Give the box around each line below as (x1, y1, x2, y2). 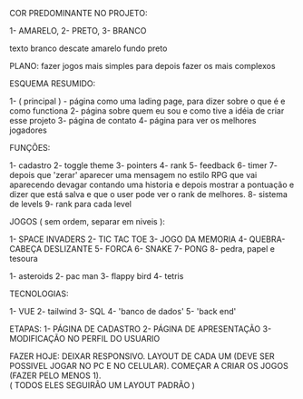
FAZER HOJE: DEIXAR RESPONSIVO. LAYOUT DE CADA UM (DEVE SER (9, 351, 275, 362)
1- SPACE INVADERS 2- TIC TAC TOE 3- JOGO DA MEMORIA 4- (9, 234, 248, 244)
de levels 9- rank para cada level (9, 199, 132, 209)
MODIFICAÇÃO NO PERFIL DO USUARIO (9, 334, 161, 344)
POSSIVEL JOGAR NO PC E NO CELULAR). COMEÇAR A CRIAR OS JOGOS (9, 361, 288, 371)
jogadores (9, 125, 47, 135)
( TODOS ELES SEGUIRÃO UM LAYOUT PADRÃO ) (9, 380, 195, 390)
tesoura (9, 254, 38, 264)
